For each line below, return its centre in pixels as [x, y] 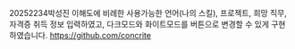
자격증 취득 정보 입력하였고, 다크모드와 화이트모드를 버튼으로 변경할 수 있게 [139, 24]
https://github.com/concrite [101, 35]
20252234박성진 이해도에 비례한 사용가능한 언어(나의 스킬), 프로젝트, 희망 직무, [148, 13]
